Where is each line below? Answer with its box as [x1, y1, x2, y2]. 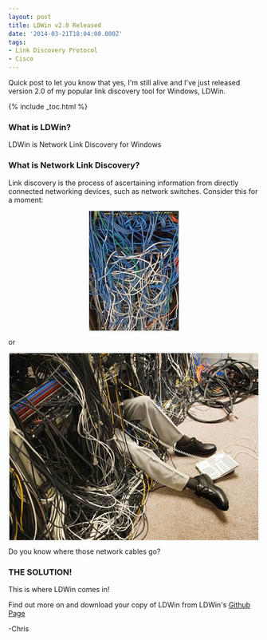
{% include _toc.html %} [8, 102, 88, 111]
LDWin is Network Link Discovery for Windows [8, 140, 162, 149]
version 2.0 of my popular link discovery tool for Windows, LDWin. [8, 86, 226, 96]
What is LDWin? [8, 121, 72, 132]
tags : [8, 38, 26, 46]
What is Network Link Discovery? [8, 160, 140, 171]
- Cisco [8, 55, 34, 63]
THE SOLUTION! [8, 567, 73, 578]
